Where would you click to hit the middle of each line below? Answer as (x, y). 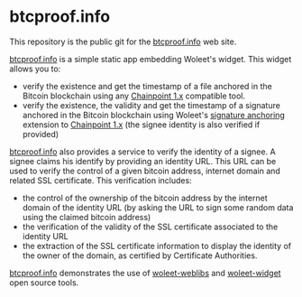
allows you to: (35, 69)
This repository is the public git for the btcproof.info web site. (123, 42)
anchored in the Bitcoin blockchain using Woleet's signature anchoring (154, 115)
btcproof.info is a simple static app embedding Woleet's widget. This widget (151, 59)
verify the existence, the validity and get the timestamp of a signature (151, 105)
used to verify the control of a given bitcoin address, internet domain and (145, 171)
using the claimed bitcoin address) (87, 217)
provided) (41, 134)
